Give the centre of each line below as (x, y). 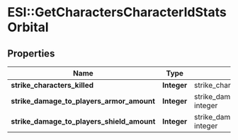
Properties (31, 53)
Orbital (28, 27)
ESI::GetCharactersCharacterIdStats (117, 12)
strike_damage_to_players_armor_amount (83, 101)
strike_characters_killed (52, 85)
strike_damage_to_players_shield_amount (83, 121)
